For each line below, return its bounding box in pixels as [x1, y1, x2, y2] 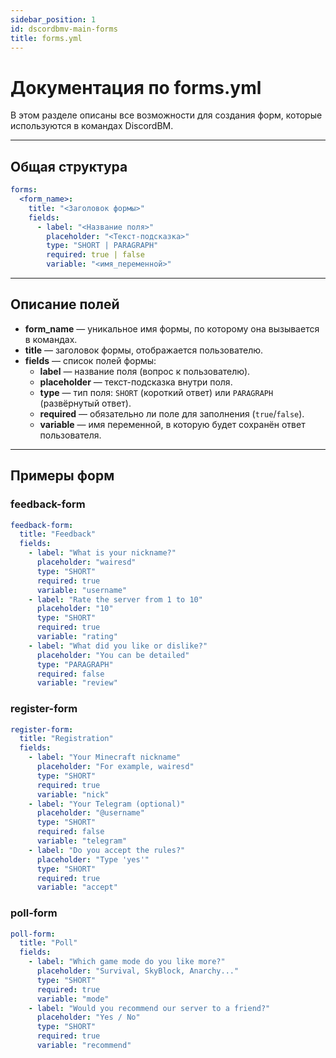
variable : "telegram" [36, 836, 128, 846]
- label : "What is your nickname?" [28, 548, 177, 558]
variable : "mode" [36, 994, 110, 1004]
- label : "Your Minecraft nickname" [28, 752, 182, 763]
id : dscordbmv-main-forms [10, 24, 118, 34]
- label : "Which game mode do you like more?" [28, 957, 226, 967]
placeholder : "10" [36, 604, 114, 614]
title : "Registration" [19, 734, 114, 744]
